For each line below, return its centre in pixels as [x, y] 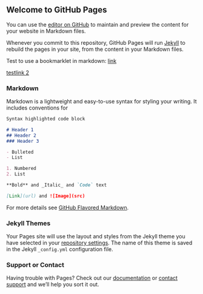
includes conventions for [37, 108]
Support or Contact [35, 265]
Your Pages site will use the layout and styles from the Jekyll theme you [96, 237]
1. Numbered [21, 169]
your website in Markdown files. [46, 31]
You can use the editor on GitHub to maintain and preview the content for [98, 24]
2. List [16, 174]
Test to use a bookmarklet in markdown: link [62, 60]
